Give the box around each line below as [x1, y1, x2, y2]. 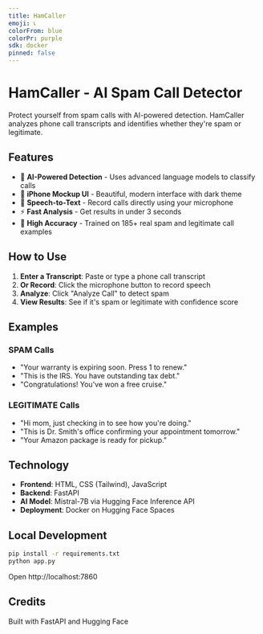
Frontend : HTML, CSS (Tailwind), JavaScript [19, 480, 168, 489]
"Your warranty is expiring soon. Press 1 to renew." [19, 362, 188, 372]
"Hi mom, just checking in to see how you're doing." [19, 418, 192, 427]
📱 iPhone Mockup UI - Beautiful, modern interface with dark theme [19, 189, 242, 198]
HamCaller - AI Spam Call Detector [8, 84, 243, 102]
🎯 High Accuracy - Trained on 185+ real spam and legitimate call [19, 218, 235, 227]
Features [8, 150, 54, 165]
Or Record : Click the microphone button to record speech [19, 280, 211, 289]
